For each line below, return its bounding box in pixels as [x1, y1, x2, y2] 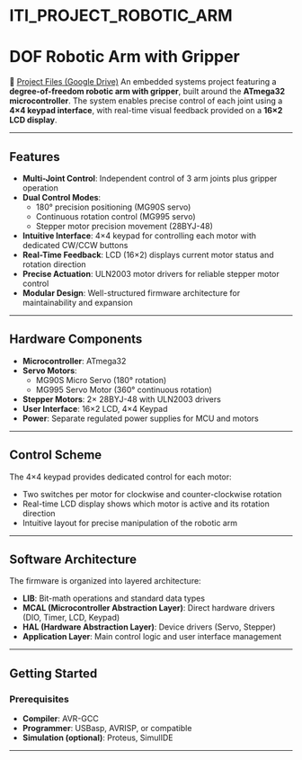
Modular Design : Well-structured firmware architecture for [22, 287, 241, 298]
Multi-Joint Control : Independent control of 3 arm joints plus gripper [22, 173, 278, 183]
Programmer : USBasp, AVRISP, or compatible [22, 723, 192, 734]
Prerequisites [9, 693, 69, 705]
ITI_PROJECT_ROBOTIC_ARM [9, 5, 233, 26]
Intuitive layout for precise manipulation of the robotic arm [22, 517, 238, 528]
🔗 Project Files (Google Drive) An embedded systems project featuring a [9, 76, 277, 87]
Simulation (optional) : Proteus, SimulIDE [22, 732, 173, 743]
